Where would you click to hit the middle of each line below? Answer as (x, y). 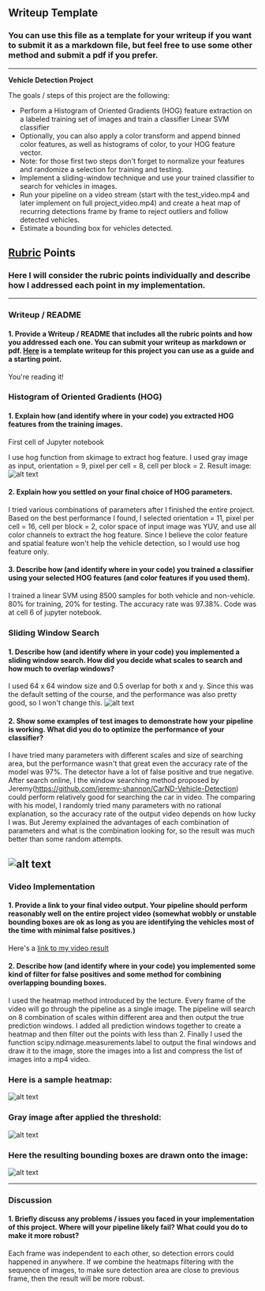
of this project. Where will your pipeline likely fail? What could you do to (128, 1227)
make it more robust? (44, 1236)
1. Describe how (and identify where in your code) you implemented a (124, 652)
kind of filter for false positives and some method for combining (115, 974)
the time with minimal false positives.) (72, 931)
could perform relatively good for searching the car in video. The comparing (132, 797)
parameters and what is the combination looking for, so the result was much (131, 831)
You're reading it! (36, 376)
